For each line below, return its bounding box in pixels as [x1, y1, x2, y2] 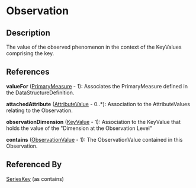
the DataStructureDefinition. [6, 89, 75, 96]
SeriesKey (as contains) [6, 175, 64, 182]
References [6, 67, 50, 77]
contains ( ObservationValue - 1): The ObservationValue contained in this [6, 136, 183, 143]
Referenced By [6, 160, 62, 170]
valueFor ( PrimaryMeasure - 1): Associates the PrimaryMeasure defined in [6, 82, 188, 90]
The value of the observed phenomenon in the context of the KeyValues [6, 43, 182, 50]
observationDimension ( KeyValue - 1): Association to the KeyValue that [6, 118, 181, 125]
